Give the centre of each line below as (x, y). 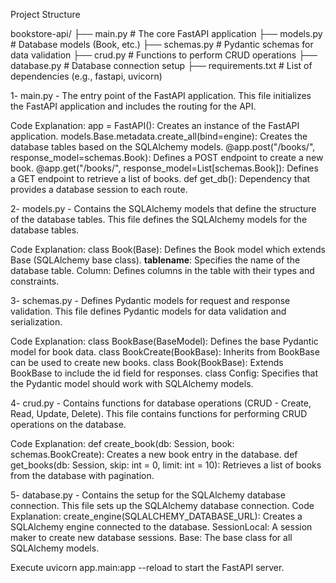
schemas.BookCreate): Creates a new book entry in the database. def (154, 454)
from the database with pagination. (82, 475)
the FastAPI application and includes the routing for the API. (133, 106)
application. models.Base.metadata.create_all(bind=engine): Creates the (159, 136)
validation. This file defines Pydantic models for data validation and (148, 311)
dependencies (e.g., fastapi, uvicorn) (86, 76)
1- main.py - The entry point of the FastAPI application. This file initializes (161, 95)
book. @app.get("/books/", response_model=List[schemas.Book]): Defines (164, 168)
